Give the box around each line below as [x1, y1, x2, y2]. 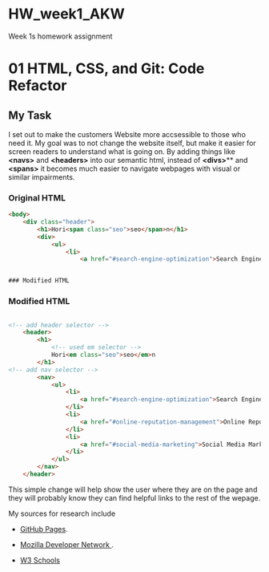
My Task [8, 108, 52, 122]
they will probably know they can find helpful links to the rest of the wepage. [8, 493, 261, 502]
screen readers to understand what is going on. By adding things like [8, 146, 236, 156]
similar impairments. [8, 172, 75, 181]
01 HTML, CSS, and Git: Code [8, 59, 205, 78]
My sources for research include [8, 509, 116, 518]
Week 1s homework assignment [8, 31, 113, 41]
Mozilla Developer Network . [19, 539, 114, 550]
